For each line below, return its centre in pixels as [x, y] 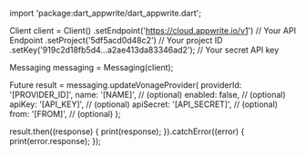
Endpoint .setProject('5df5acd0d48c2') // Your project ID [116, 40]
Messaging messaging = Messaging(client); [91, 68]
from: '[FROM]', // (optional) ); [65, 114]
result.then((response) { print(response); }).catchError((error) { [127, 131]
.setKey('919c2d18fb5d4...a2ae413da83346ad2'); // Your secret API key [144, 50]
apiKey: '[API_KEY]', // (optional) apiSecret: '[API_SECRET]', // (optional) [144, 104]
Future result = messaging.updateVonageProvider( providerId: [126, 85]
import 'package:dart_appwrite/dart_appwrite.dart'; [106, 13]
